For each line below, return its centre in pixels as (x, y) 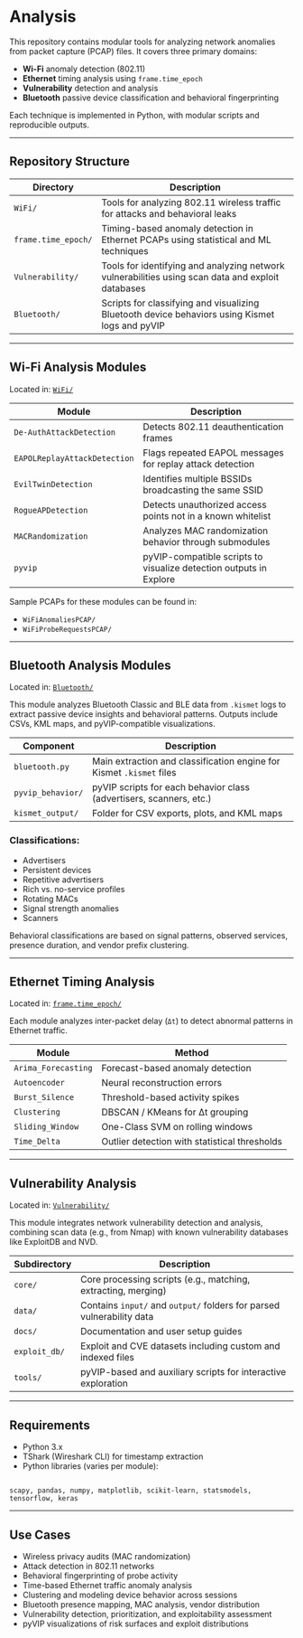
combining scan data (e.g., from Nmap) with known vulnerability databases (149, 1232)
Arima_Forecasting (53, 1068)
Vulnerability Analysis (73, 1183)
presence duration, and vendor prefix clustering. (99, 945)
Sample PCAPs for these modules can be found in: (103, 601)
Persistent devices (57, 870)
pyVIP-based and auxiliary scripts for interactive (183, 1372)
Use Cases (40, 1534)
